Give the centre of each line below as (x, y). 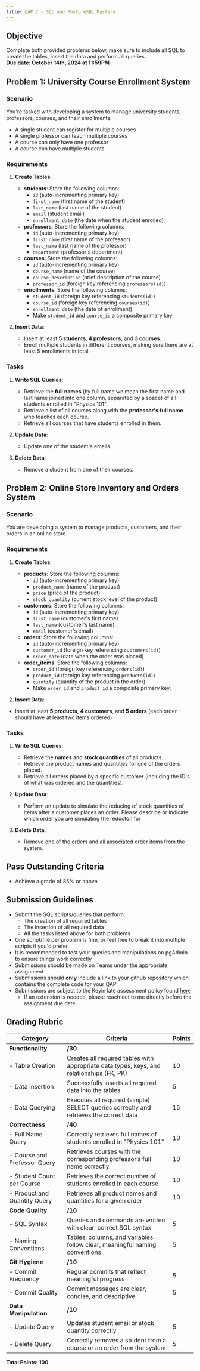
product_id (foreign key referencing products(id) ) (94, 675)
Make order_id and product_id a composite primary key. (102, 688)
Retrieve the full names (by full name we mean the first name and (104, 391)
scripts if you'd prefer (41, 946)
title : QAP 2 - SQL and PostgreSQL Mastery (61, 12)
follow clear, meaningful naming (111, 1245)
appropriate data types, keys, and (113, 1066)
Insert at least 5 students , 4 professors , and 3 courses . (93, 338)
